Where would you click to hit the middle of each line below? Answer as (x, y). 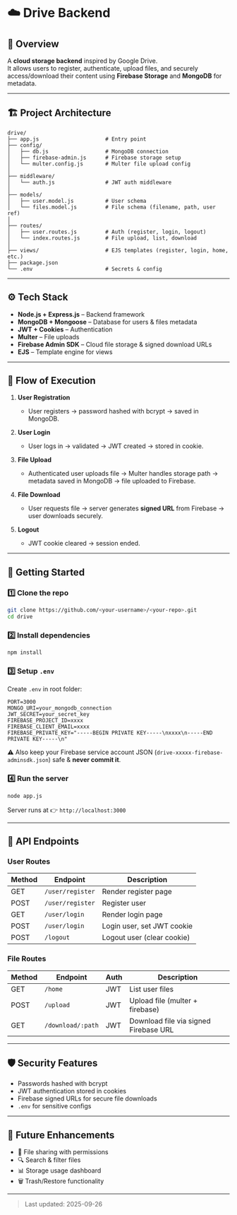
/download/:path (72, 1025)
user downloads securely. (66, 516)
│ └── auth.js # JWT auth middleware (90, 182)
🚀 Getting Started (46, 572)
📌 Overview (33, 43)
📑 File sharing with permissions (63, 1152)
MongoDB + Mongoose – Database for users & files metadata (107, 322)
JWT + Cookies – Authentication (65, 329)
